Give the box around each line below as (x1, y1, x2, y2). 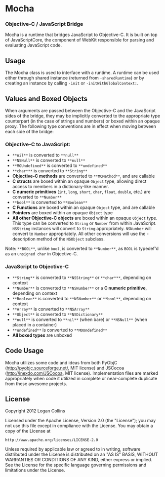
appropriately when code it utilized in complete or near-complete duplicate (5, 375, 158, 381)
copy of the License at (5, 428, 51, 434)
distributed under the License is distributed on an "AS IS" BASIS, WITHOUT (5, 451, 158, 457)
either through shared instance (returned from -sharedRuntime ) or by (5, 75, 144, 81)
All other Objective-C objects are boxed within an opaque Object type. (12, 215, 158, 221)
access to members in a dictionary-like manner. (12, 184, 109, 190)
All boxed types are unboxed (12, 332, 72, 338)
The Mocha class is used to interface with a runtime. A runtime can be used (5, 70, 159, 76)
